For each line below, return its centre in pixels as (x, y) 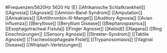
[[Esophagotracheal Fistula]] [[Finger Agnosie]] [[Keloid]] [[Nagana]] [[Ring (83, 29)
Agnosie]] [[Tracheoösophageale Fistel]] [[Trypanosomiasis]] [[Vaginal (79, 39)
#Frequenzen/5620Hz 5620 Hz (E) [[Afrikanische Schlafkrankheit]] (75, 7)
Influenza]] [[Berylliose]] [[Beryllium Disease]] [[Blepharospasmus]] (76, 23)
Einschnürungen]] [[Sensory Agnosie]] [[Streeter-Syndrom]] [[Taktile (77, 34)
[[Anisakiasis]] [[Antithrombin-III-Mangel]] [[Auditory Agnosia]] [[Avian (79, 18)
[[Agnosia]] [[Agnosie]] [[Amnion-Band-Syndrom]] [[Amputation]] (74, 13)
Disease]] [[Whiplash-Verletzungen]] (44, 45)
